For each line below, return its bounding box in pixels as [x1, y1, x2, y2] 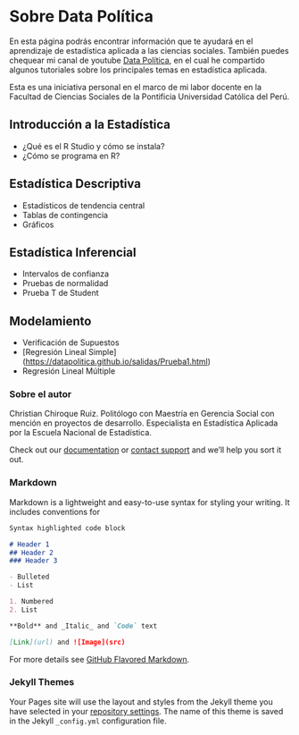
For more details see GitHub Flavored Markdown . [9, 654, 190, 664]
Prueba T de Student [21, 288, 100, 299]
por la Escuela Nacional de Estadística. [9, 427, 152, 438]
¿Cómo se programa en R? [21, 150, 120, 161]
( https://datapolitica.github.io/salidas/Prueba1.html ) [21, 356, 212, 367]
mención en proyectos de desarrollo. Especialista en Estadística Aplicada [9, 418, 278, 428]
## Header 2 [9, 548, 54, 557]
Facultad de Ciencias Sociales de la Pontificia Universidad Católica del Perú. [9, 91, 290, 102]
